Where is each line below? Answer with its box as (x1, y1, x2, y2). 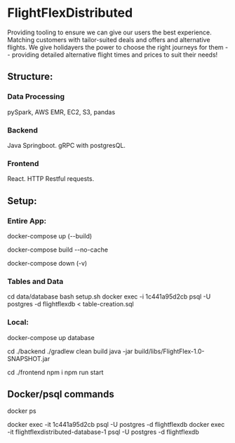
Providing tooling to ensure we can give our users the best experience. (7, 28, 212, 36)
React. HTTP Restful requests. (7, 175, 95, 183)
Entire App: (7, 216, 47, 226)
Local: (7, 318, 29, 327)
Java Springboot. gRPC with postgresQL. (7, 141, 126, 149)
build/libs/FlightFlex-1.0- (134, 347, 205, 355)
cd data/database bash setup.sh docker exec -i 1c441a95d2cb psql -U (7, 292, 211, 301)
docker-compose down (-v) (7, 259, 88, 267)
